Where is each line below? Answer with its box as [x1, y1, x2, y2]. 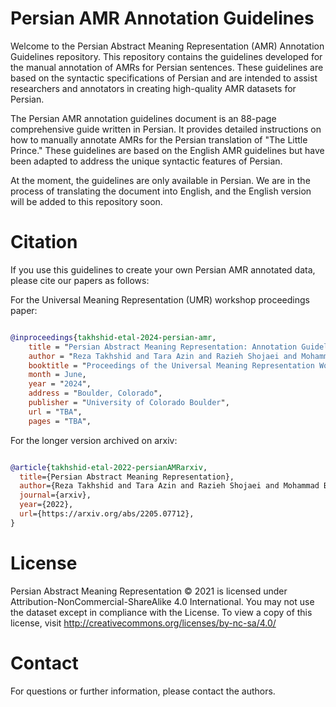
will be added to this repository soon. [10, 195, 163, 207]
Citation [10, 231, 78, 254]
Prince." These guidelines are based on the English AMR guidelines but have [10, 144, 325, 156]
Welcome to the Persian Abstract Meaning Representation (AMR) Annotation [10, 40, 325, 52]
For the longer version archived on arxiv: [10, 434, 178, 446]
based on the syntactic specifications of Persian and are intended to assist [10, 72, 318, 84]
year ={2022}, [19, 500, 74, 510]
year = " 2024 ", [28, 379, 92, 389]
